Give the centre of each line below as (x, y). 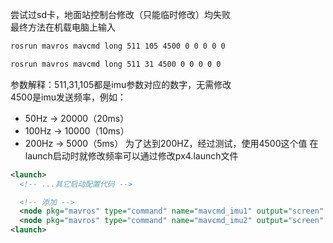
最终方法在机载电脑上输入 (63, 27)
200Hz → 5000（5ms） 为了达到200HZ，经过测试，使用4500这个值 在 (171, 143)
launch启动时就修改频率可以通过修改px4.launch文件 (131, 155)
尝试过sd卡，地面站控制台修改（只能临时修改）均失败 (120, 14)
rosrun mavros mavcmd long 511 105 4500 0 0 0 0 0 (118, 46)
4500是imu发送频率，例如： (68, 97)
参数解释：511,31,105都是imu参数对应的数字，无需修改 (121, 84)
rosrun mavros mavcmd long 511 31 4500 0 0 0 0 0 (116, 64)
